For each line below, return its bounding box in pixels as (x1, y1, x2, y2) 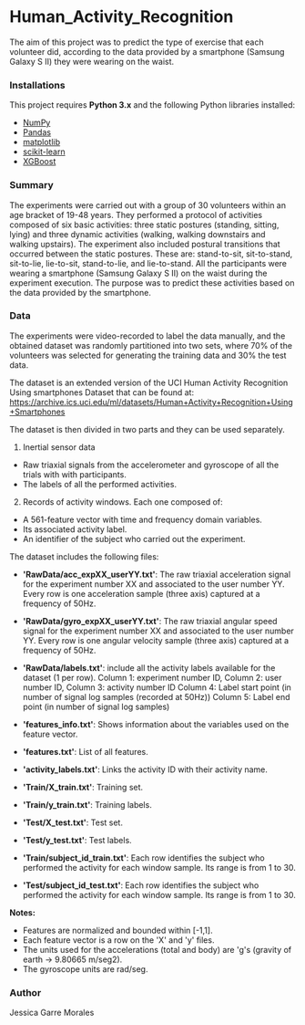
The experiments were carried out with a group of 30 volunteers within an (9, 199, 287, 211)
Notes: (9, 906, 36, 918)
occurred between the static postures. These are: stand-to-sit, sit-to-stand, (9, 248, 293, 259)
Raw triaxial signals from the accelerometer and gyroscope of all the (22, 459, 280, 470)
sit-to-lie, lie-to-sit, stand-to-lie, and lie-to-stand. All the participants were (9, 257, 288, 268)
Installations (9, 78, 66, 91)
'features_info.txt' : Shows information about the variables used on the (22, 718, 290, 729)
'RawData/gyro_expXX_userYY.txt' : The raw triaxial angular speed (22, 615, 278, 626)
